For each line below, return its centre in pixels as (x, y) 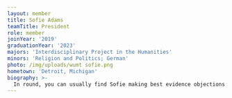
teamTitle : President (39, 26)
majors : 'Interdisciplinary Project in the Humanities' (90, 52)
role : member (26, 33)
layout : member (29, 13)
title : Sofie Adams (35, 20)
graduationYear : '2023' (42, 46)
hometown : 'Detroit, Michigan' (52, 71)
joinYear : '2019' (32, 39)
